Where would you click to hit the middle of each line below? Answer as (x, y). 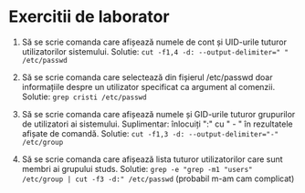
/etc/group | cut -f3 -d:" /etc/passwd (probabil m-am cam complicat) (158, 178)
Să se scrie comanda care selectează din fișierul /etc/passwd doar (147, 77)
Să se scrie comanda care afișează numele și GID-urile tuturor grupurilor (158, 114)
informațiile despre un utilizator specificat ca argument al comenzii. (148, 86)
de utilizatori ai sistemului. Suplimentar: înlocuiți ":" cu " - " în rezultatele (157, 124)
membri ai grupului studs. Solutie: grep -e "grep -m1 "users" (137, 168)
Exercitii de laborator (89, 17)
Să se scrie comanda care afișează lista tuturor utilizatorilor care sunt (152, 159)
